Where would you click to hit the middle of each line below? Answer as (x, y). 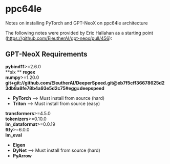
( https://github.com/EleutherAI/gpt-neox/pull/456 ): (59, 38)
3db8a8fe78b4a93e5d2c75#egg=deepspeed (55, 88)
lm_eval (14, 135)
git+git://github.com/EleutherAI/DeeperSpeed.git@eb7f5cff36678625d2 (85, 83)
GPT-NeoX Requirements (47, 54)
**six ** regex (20, 72)
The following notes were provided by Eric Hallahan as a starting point (79, 33)
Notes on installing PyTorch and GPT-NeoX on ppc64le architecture (77, 23)
